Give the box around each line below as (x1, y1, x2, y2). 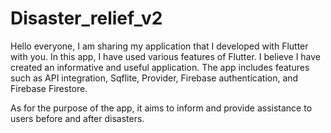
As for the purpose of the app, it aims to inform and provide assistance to (10, 102, 313, 114)
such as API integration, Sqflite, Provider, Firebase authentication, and (10, 72, 299, 84)
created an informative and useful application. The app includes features (10, 61, 310, 73)
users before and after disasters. (10, 112, 145, 124)
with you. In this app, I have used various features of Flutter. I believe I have (10, 50, 322, 62)
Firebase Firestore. (10, 82, 88, 94)
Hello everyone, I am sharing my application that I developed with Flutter (10, 40, 309, 52)
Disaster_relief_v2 (10, 7, 163, 30)
